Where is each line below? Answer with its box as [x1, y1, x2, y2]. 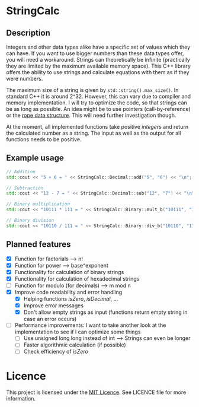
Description [6, 28, 50, 38]
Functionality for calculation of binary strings [14, 268, 124, 275]
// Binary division [6, 218, 54, 224]
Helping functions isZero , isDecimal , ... [23, 295, 118, 302]
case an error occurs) [23, 316, 77, 323]
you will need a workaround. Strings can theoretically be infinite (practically [6, 56, 191, 63]
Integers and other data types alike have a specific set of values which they [6, 43, 191, 50]
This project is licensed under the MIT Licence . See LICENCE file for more [6, 389, 187, 396]
